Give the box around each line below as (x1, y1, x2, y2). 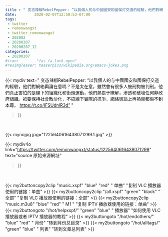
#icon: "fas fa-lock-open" (5, 58, 77, 63)
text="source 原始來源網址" (5, 153, 62, 159)
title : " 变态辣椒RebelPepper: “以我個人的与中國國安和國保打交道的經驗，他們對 (5, 7, 159, 12)
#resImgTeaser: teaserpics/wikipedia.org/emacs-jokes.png (5, 63, 128, 68)
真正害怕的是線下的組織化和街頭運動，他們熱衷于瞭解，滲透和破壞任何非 (9, 90, 158, 96)
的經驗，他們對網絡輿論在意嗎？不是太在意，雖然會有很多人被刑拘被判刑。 (5, 83, 158, 90)
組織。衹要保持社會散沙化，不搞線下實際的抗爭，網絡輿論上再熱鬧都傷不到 (9, 96, 163, 102)
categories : (5, 49, 30, 54)
